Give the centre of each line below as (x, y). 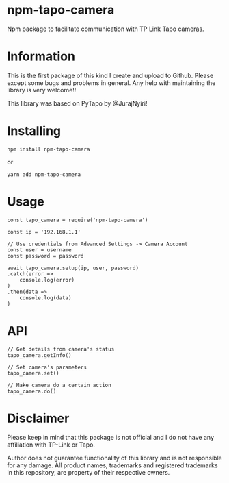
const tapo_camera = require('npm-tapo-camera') (78, 220)
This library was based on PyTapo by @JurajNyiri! (77, 103)
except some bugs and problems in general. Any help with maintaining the (111, 83)
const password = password (45, 256)
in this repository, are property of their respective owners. (89, 472)
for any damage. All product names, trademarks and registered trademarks (112, 465)
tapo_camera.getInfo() (39, 355)
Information (41, 57)
